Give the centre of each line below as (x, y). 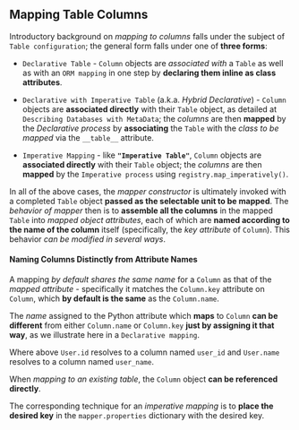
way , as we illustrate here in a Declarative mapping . (104, 335)
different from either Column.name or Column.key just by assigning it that (142, 325)
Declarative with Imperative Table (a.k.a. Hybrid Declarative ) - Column (154, 99)
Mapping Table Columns (79, 15)
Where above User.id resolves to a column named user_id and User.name (145, 352)
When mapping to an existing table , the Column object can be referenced (144, 379)
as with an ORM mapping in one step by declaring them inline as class (149, 73)
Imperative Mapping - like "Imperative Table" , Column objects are (142, 155)
